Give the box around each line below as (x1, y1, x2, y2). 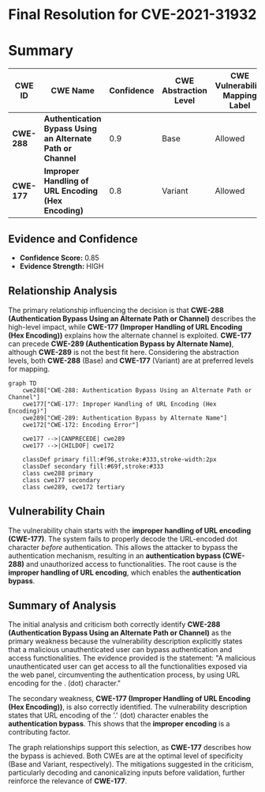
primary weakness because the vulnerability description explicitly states (8, 636, 243, 646)
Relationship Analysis (8, 285, 118, 298)
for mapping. (8, 364, 50, 373)
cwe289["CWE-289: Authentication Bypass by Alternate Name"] (22, 413, 227, 422)
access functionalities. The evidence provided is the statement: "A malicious (8, 654, 256, 663)
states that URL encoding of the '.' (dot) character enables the (8, 711, 209, 720)
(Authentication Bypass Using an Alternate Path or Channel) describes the (8, 314, 256, 323)
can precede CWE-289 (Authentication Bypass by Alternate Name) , (8, 338, 234, 349)
